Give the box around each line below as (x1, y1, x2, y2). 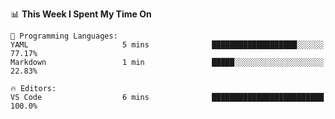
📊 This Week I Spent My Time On (10, 8, 152, 20)
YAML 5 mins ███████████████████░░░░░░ (10, 40, 325, 50)
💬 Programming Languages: (10, 31, 118, 41)
